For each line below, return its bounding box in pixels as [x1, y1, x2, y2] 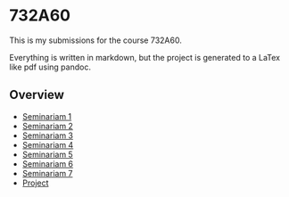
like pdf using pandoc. [9, 62, 92, 72]
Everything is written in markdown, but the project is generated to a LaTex [9, 52, 281, 62]
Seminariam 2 [21, 120, 74, 131]
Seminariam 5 [21, 149, 73, 160]
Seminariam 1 [21, 111, 72, 121]
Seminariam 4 [21, 139, 74, 150]
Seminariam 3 [21, 130, 74, 141]
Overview [9, 87, 65, 103]
